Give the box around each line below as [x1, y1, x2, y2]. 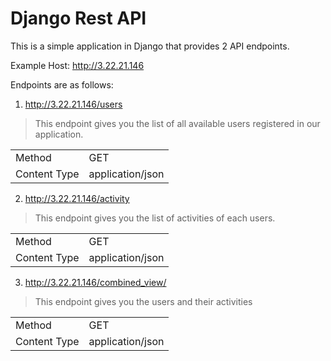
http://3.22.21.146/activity [24, 192, 130, 204]
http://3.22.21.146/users [24, 98, 123, 110]
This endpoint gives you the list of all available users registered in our [34, 117, 321, 129]
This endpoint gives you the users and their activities [34, 295, 253, 307]
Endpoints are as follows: [10, 78, 114, 91]
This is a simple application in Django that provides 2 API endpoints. [10, 40, 290, 52]
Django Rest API [10, 7, 147, 30]
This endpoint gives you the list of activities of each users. [34, 212, 276, 224]
